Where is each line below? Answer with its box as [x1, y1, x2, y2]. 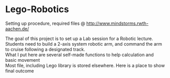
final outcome [5, 67, 34, 74]
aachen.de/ [5, 25, 29, 31]
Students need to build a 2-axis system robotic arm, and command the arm [5, 41, 162, 47]
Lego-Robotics [5, 4, 70, 15]
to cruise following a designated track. [5, 46, 85, 52]
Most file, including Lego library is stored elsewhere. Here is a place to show [5, 62, 165, 68]
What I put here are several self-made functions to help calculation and [5, 52, 154, 58]
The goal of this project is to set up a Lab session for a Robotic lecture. [5, 35, 153, 42]
